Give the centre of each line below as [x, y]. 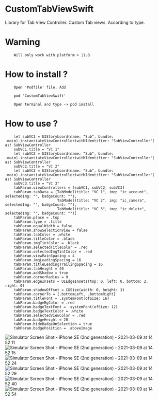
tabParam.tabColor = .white [42, 235]
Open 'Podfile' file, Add [40, 87]
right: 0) [15, 286]
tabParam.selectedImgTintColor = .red [53, 252]
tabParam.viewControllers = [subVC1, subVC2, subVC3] [69, 188]
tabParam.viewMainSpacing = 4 [44, 256]
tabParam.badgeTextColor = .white [48, 311]
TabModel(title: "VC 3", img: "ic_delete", [102, 209]
